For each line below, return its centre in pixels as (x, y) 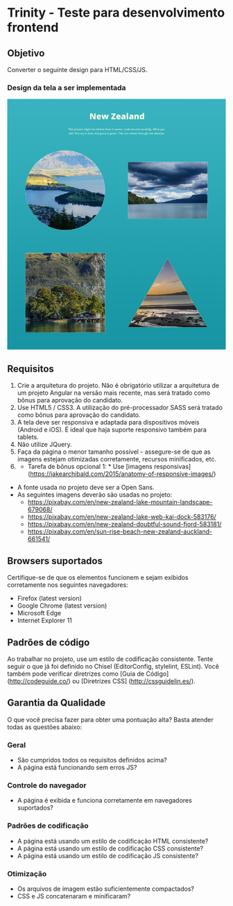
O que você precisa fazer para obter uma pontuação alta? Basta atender (110, 719)
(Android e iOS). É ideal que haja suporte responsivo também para (112, 430)
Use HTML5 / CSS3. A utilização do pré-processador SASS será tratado (120, 408)
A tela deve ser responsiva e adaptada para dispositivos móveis (108, 422)
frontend (33, 27)
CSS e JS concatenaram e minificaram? (74, 896)
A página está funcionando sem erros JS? (77, 767)
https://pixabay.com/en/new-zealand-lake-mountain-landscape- (120, 502)
